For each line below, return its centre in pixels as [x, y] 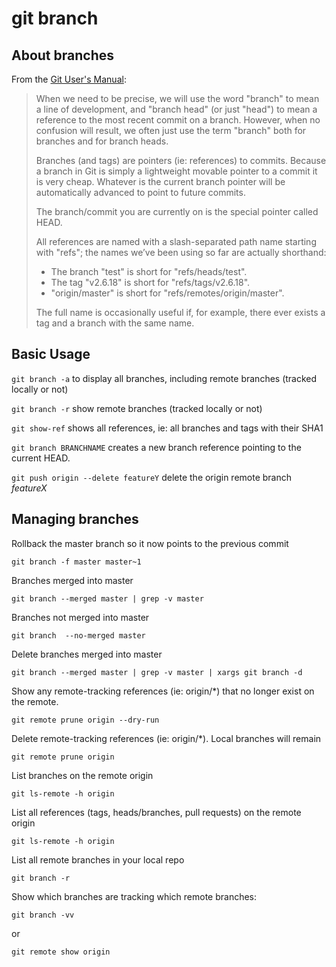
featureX [29, 488]
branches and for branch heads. [102, 141]
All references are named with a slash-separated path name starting [176, 241]
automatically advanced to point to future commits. [140, 192]
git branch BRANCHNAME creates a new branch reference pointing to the [156, 447]
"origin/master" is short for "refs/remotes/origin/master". [167, 293]
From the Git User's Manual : [69, 79]
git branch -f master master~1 [76, 562]
